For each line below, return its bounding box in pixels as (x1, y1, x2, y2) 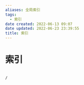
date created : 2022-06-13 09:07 (5, 21, 72, 27)
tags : (5, 12, 16, 17)
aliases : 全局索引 (5, 7, 41, 13)
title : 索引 (5, 31, 28, 36)
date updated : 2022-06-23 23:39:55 (5, 26, 79, 31)
